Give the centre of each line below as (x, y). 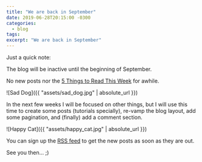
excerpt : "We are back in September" (54, 40)
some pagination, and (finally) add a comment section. (74, 117)
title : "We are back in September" (51, 12)
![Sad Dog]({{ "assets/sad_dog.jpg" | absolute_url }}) (72, 93)
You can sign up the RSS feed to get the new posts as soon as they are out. (100, 141)
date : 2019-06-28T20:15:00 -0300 (49, 18)
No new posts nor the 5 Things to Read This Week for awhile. (83, 81)
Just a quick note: (29, 57)
